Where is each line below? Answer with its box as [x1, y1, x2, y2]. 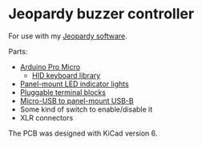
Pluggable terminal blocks [19, 87, 107, 97]
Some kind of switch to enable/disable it [19, 105, 153, 114]
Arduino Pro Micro [19, 61, 81, 72]
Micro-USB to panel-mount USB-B [19, 96, 134, 105]
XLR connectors [19, 112, 74, 122]
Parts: [8, 46, 28, 56]
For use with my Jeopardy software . [8, 31, 128, 41]
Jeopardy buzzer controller [8, 5, 195, 23]
